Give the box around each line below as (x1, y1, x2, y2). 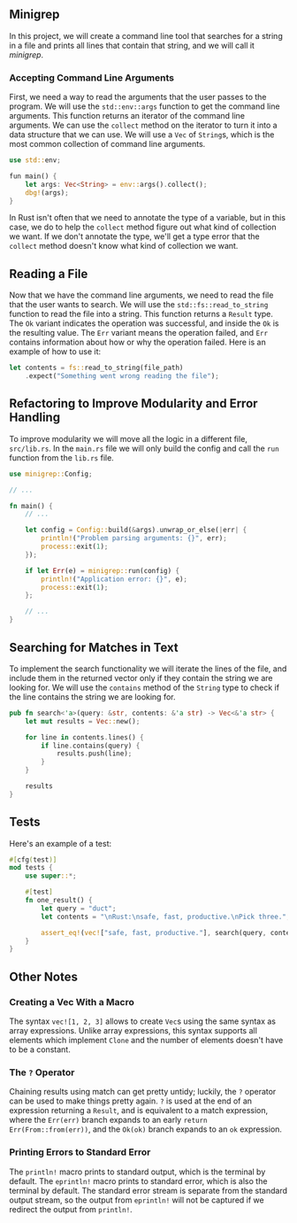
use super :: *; (25, 871, 77, 880)
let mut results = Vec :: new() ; (25, 716, 141, 725)
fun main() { (9, 172, 57, 181)
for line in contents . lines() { (25, 732, 144, 742)
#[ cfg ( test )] (9, 855, 57, 864)
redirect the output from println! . (9, 1204, 133, 1214)
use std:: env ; (9, 156, 62, 165)
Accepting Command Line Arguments (9, 71, 175, 83)
